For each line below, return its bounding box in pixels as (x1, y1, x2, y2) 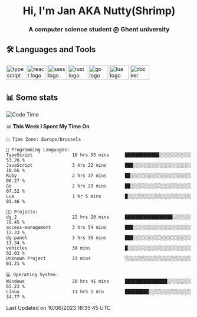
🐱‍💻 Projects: (6, 209, 38, 215)
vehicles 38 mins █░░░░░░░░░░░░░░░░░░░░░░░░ (6, 245, 192, 251)
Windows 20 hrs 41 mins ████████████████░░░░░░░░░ (6, 279, 192, 284)
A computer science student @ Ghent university (28, 25, 170, 34)
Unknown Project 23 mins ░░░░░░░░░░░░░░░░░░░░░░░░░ (6, 255, 192, 261)
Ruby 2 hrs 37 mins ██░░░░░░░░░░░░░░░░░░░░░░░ (6, 173, 192, 179)
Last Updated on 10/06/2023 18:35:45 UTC (6, 305, 111, 312)
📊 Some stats (6, 92, 58, 102)
